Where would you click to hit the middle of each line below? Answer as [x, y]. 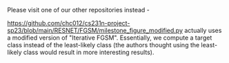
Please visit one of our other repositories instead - [78, 10]
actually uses [203, 30]
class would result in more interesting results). [89, 52]
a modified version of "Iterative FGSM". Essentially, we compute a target [110, 38]
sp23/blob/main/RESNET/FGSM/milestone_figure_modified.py [95, 30]
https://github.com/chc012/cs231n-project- [69, 23]
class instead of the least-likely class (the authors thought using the [103, 45]
